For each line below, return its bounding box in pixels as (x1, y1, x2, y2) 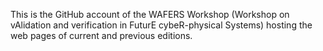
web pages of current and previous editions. (10, 30, 193, 41)
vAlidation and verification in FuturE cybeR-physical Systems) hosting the (10, 19, 313, 31)
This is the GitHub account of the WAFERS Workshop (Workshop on (10, 9, 290, 20)
